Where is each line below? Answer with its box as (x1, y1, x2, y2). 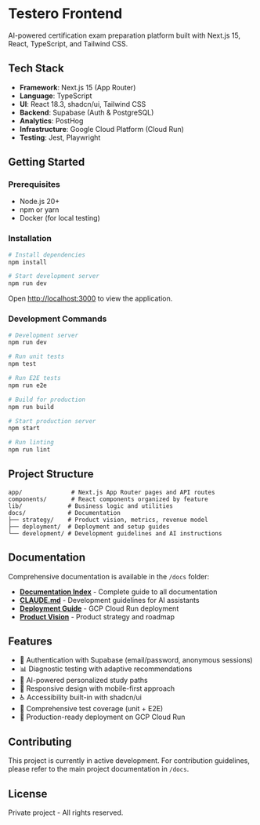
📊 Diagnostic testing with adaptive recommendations (19, 664, 193, 674)
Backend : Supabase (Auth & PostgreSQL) (19, 108, 154, 117)
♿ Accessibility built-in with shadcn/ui (19, 692, 143, 703)
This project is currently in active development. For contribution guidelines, (8, 756, 251, 765)
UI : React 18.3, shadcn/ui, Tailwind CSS (19, 99, 146, 108)
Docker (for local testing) (19, 214, 100, 223)
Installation (8, 233, 52, 244)
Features (8, 635, 52, 648)
